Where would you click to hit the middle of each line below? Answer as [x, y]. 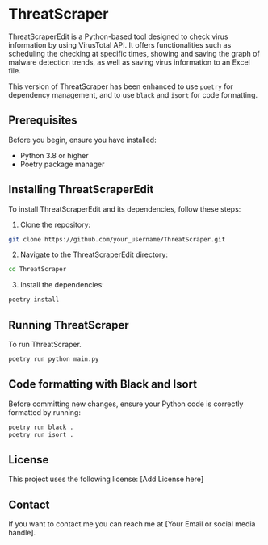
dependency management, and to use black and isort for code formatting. [133, 94]
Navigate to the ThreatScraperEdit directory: [94, 254]
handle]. [22, 533]
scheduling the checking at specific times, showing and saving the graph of [134, 53]
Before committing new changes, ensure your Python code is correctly [126, 404]
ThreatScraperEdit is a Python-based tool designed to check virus [118, 36]
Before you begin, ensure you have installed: [82, 140]
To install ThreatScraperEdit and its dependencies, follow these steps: [125, 209]
